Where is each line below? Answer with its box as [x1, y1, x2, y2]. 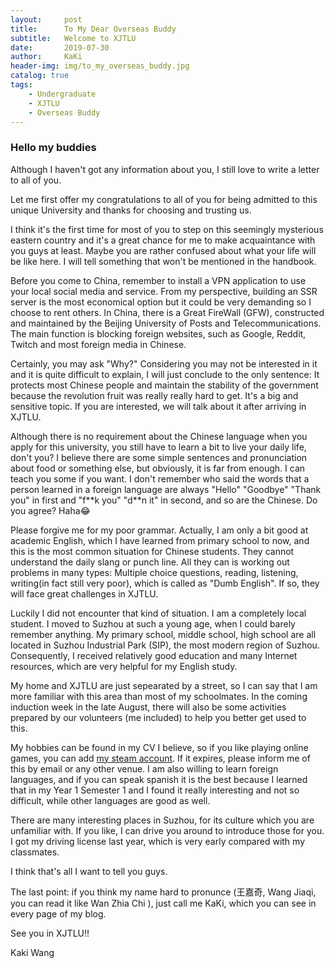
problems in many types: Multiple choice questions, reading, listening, [10, 566, 299, 578]
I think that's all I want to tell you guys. [10, 865, 168, 877]
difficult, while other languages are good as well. [10, 794, 211, 806]
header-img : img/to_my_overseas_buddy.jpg [10, 61, 190, 71]
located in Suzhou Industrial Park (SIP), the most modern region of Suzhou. [10, 639, 320, 651]
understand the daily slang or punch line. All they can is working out [10, 556, 290, 568]
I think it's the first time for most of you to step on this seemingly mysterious [10, 223, 324, 235]
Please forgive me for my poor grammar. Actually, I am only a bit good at [10, 524, 309, 536]
